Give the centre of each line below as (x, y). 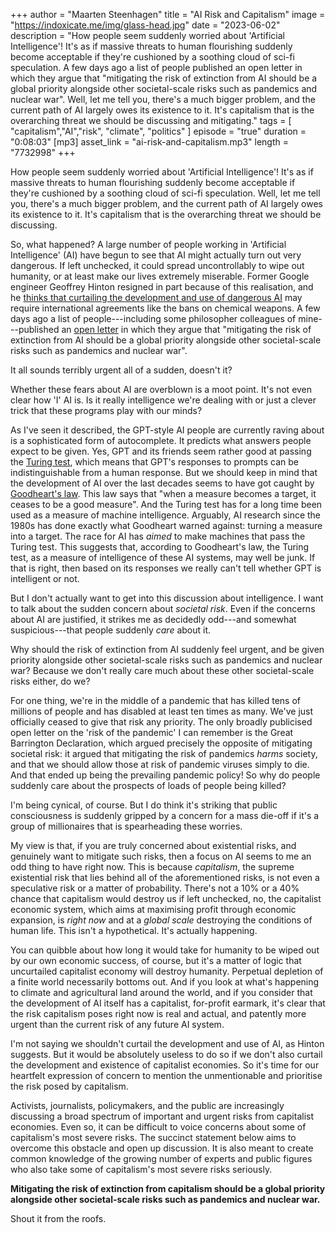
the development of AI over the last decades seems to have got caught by (162, 483)
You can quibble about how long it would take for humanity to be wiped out (165, 950)
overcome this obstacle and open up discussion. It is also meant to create (162, 1148)
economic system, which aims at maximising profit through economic (153, 909)
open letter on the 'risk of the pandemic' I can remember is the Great (152, 732)
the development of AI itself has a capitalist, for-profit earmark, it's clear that (168, 1003)
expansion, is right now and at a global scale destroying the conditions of (161, 920)
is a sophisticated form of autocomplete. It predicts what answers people (161, 440)
